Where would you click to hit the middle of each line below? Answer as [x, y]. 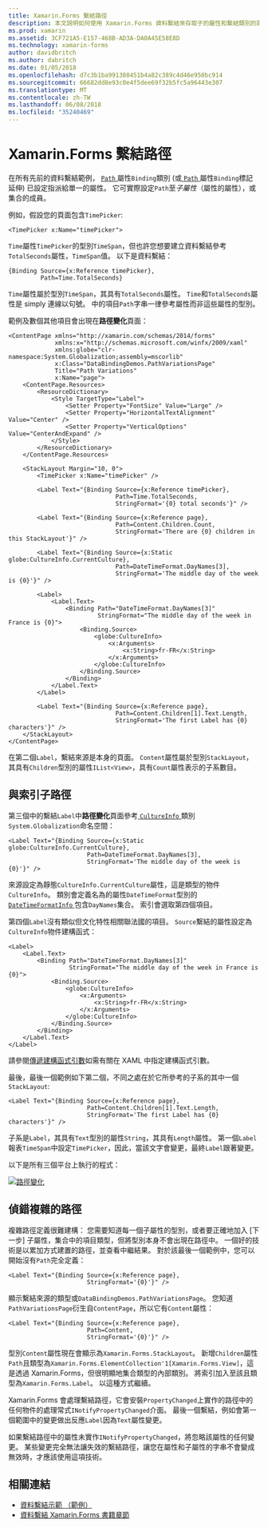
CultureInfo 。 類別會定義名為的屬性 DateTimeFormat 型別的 [103, 894]
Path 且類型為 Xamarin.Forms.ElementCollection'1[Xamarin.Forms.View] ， [128, 1362]
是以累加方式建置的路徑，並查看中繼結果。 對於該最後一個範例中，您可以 [135, 1250]
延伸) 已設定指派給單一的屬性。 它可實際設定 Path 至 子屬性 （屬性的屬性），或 [132, 188]
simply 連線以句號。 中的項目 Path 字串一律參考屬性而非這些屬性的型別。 [142, 304]
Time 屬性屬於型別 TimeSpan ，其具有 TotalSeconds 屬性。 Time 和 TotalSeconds [130, 293]
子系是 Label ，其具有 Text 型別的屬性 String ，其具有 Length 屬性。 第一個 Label [133, 1137]
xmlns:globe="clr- [85, 350]
